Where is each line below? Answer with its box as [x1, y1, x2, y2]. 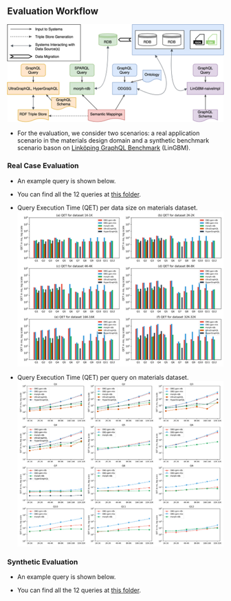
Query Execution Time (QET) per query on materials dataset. [16, 373, 189, 381]
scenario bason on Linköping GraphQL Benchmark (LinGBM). [16, 144, 191, 152]
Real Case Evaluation [7, 161, 79, 171]
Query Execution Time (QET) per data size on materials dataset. [16, 203, 198, 212]
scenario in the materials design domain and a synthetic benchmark [16, 136, 210, 145]
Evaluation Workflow [7, 6, 98, 17]
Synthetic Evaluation [7, 557, 78, 567]
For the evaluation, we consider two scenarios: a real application [16, 129, 200, 137]
